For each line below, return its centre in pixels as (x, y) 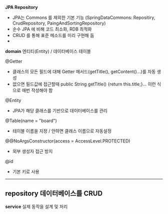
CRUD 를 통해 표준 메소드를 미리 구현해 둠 (53, 35)
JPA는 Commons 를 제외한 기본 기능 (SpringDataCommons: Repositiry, (84, 17)
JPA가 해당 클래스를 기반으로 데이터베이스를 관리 (60, 110)
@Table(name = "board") (31, 120)
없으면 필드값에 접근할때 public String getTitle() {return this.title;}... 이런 (84, 84)
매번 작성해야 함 (37, 90)
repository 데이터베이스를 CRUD (54, 194)
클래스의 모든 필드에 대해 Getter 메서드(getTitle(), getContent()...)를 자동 (84, 71)
